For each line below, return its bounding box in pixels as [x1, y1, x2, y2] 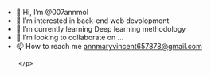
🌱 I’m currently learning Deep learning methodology [15, 24, 186, 33]
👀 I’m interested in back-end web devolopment [15, 16, 170, 25]
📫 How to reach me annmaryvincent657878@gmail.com [15, 42, 203, 51]
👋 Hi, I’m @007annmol [15, 8, 89, 17]
